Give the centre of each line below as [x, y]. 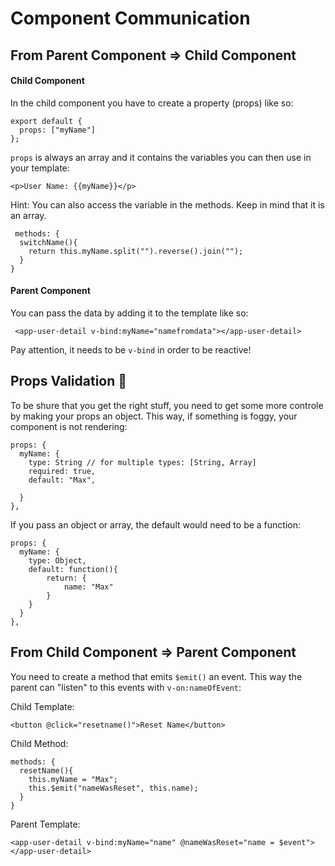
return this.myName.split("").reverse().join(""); [136, 251]
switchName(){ [48, 242]
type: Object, [57, 560]
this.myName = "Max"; [73, 779]
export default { [46, 121]
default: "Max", [62, 480]
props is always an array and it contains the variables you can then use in [161, 157]
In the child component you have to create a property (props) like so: [152, 103]
